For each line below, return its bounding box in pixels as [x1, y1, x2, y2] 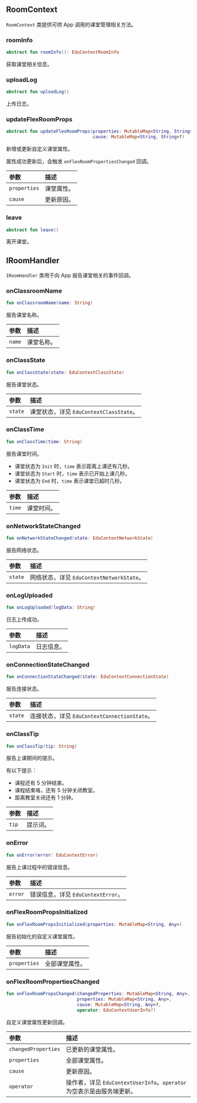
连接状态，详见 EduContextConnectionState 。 [29, 712, 154, 720]
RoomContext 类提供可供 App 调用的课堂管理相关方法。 [6, 21, 137, 28]
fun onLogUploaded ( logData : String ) [6, 605, 96, 610]
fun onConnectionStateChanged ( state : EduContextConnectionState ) [6, 674, 169, 680]
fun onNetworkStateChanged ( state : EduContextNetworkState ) [6, 535, 154, 541]
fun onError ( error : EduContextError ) [6, 852, 98, 858]
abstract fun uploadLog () [6, 89, 69, 95]
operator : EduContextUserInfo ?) [77, 1007, 157, 1013]
